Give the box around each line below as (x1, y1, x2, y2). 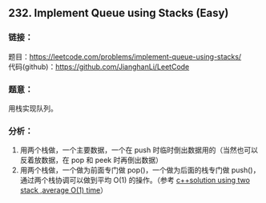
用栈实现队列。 (8, 104, 58, 113)
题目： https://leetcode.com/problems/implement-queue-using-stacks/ (8, 51, 242, 61)
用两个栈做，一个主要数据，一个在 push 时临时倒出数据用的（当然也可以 (19, 145, 259, 155)
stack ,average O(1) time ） (19, 185, 108, 195)
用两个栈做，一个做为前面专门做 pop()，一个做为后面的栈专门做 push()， (19, 165, 260, 175)
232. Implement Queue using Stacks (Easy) (8, 6, 229, 20)
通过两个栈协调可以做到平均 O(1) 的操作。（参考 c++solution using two (19, 176, 251, 185)
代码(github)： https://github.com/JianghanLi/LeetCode (8, 62, 190, 71)
